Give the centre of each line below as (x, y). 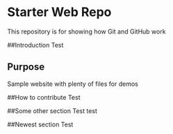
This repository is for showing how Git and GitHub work (86, 31)
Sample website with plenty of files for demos (73, 84)
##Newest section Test (40, 124)
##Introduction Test (35, 45)
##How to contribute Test (44, 97)
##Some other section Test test (52, 111)
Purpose (26, 67)
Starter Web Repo (59, 12)
